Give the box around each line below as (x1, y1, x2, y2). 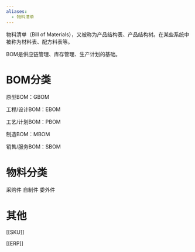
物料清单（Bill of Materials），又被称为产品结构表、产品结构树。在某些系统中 (6, 30, 190, 38)
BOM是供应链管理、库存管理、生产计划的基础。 (6, 50, 121, 57)
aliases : (6, 8, 28, 15)
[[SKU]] (6, 229, 25, 236)
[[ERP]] (6, 240, 23, 247)
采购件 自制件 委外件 (6, 187, 56, 194)
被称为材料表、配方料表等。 (6, 38, 73, 45)
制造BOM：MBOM (6, 131, 50, 138)
